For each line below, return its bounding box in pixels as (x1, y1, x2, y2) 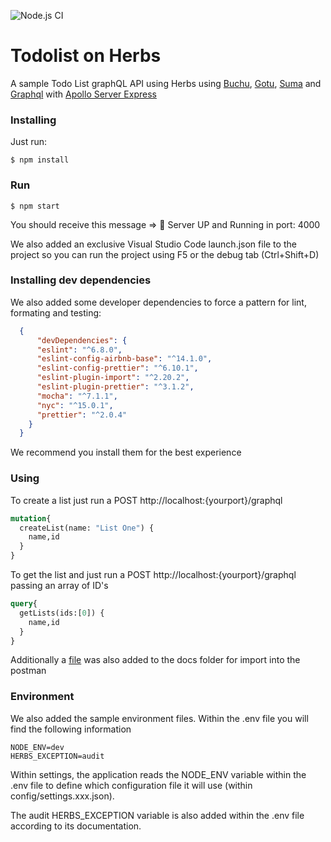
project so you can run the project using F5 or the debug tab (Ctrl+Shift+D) (10, 248, 320, 260)
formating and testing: (10, 306, 102, 319)
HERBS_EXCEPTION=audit (10, 751, 105, 761)
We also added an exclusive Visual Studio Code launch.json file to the (10, 238, 297, 250)
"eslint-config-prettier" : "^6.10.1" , (36, 363, 199, 374)
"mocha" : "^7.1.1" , (36, 391, 118, 401)
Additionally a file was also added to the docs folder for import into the (10, 654, 301, 666)
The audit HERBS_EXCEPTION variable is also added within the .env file (10, 809, 305, 821)
